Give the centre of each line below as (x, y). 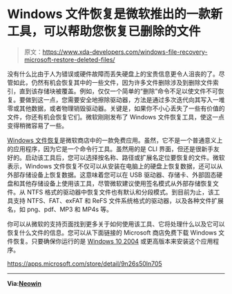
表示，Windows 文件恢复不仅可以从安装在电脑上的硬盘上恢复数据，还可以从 (115, 166)
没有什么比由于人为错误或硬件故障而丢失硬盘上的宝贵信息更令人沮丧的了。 (113, 74)
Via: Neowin (24, 283)
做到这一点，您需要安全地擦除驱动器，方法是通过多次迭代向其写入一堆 (125, 99)
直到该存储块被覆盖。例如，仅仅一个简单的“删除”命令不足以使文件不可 (119, 91)
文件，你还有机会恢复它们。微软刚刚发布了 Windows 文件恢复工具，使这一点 (116, 117)
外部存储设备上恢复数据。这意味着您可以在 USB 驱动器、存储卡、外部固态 (112, 175)
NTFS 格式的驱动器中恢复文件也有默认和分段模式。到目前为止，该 (120, 192)
